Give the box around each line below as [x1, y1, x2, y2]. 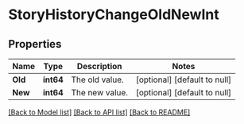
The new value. [71, 87, 129, 98]
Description [76, 61, 122, 72]
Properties [8, 37, 62, 51]
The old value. [71, 74, 125, 85]
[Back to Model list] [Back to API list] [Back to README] [8, 107, 191, 117]
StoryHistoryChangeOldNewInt [8, 6, 220, 24]
